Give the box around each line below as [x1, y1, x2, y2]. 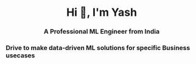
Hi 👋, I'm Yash [66, 5, 138, 20]
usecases [5, 51, 35, 60]
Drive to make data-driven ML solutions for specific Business [5, 44, 191, 52]
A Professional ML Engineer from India [44, 27, 159, 36]
